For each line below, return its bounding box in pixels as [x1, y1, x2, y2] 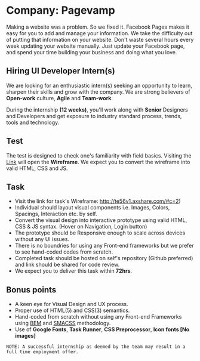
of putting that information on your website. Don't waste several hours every [6, 36, 194, 43]
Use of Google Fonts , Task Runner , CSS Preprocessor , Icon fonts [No [14, 326, 190, 333]
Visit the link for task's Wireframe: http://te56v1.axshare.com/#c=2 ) [14, 198, 181, 205]
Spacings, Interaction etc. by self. [14, 210, 97, 218]
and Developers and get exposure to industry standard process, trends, [6, 112, 182, 119]
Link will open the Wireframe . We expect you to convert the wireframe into [6, 158, 190, 165]
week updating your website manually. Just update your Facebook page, [6, 42, 185, 50]
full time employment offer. [6, 349, 79, 355]
